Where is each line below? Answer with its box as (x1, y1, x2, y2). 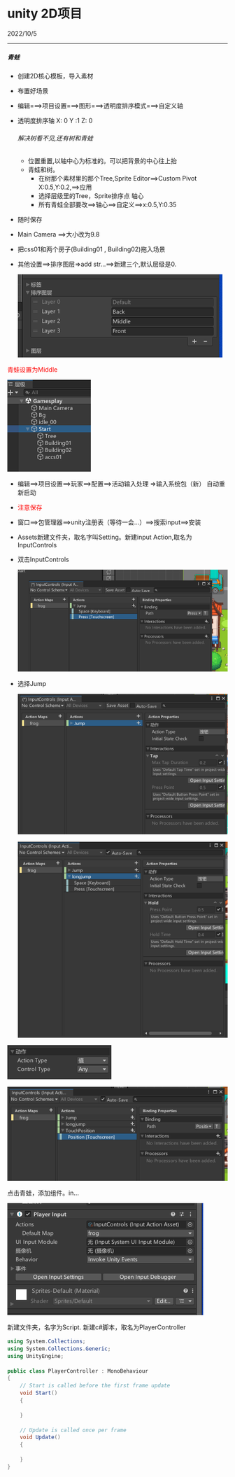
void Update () (20, 1434, 61, 1441)
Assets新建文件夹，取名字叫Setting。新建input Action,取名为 (17, 533, 192, 542)
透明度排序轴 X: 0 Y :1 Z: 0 (17, 116, 93, 125)
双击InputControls (17, 555, 69, 563)
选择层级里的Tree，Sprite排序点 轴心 (38, 192, 144, 200)
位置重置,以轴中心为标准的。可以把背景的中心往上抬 (27, 157, 177, 165)
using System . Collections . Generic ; (7, 1345, 111, 1352)
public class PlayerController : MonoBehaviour (7, 1367, 149, 1375)
